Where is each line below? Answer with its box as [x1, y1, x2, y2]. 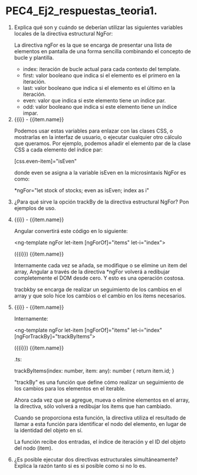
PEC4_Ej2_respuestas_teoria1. [5, 4, 157, 18]
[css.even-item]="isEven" [14, 157, 77, 164]
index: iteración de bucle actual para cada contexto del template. [22, 65, 181, 72]
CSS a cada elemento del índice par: [14, 146, 103, 153]
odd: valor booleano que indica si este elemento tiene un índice [22, 103, 178, 110]
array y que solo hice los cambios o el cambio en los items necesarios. [14, 292, 186, 299]
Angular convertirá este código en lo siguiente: [14, 227, 128, 234]
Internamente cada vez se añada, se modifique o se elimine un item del [14, 261, 188, 269]
